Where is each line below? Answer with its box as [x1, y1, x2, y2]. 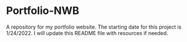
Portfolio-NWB [6, 4, 79, 17]
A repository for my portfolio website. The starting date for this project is [6, 23, 182, 30]
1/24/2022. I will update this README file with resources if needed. [6, 29, 169, 36]
